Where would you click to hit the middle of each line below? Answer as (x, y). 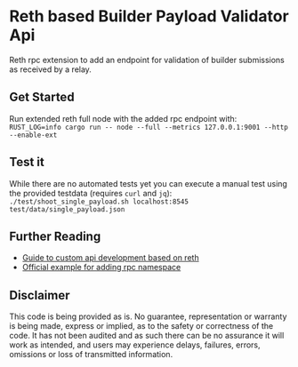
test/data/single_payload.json (67, 209)
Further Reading (55, 236)
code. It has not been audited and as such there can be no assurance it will (147, 336)
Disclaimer (40, 295)
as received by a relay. (50, 69)
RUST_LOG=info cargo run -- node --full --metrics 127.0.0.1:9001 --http (149, 127)
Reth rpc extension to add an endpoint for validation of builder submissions (147, 60)
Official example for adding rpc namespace (101, 267)
